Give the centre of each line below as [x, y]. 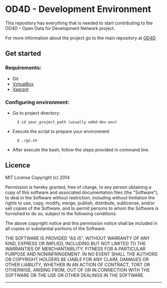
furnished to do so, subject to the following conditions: [61, 213]
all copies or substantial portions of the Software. [55, 228]
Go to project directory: [36, 113]
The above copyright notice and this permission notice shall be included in [81, 223]
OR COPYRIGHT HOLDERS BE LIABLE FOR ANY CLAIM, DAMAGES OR [77, 259]
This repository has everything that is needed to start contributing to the [79, 23]
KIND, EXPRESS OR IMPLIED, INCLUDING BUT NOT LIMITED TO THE [76, 243]
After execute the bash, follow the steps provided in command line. [81, 149]
